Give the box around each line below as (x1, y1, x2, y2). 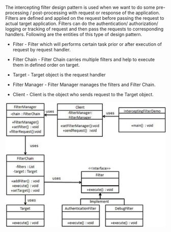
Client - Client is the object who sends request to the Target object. (12, 92, 154, 97)
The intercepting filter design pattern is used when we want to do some (5, 5, 155, 10)
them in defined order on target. (12, 62, 80, 68)
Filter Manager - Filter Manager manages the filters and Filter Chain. (12, 81, 156, 88)
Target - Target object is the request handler (12, 72, 106, 78)
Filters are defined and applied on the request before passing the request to (5, 15, 164, 21)
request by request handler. (12, 47, 71, 52)
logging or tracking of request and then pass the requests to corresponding (5, 26, 164, 32)
